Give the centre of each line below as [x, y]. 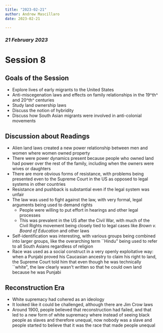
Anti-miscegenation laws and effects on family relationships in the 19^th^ [85, 95]
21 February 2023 [27, 40]
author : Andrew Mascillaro [32, 14]
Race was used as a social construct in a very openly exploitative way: [83, 252]
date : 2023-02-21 [23, 19]
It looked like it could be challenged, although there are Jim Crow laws [82, 304]
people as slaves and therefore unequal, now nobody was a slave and [82, 320]
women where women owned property [51, 153]
